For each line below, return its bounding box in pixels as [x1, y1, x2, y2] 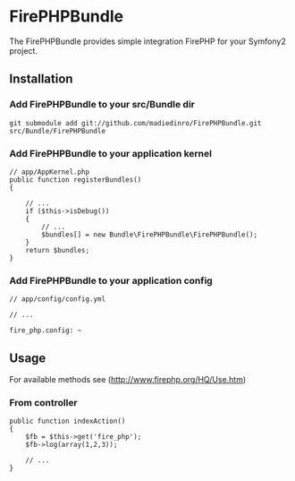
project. [9, 45, 38, 56]
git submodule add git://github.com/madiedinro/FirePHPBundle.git [9, 118, 262, 127]
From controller [9, 396, 78, 408]
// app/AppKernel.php [9, 167, 90, 176]
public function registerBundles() [9, 175, 142, 185]
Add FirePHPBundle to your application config [9, 274, 213, 287]
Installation [9, 72, 73, 87]
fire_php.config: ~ [9, 326, 82, 335]
